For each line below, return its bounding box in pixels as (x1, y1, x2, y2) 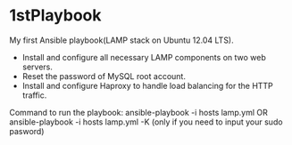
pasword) (9, 125, 45, 136)
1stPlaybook (9, 5, 102, 26)
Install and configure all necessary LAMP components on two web (21, 52, 266, 62)
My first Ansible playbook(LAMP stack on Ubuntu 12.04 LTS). (9, 35, 234, 45)
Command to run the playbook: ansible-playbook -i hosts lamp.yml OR (9, 107, 268, 117)
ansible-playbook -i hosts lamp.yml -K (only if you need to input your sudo (9, 117, 283, 127)
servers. (21, 61, 54, 72)
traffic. (21, 90, 47, 101)
